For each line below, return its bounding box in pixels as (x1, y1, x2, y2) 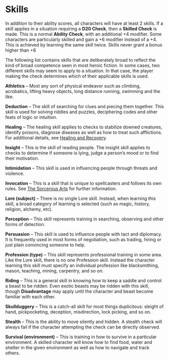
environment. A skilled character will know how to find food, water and (5, 339, 152, 345)
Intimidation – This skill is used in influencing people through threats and (5, 165, 158, 171)
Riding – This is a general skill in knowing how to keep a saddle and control (5, 277, 162, 284)
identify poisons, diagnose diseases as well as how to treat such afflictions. (5, 129, 162, 135)
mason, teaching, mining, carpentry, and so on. (5, 267, 104, 274)
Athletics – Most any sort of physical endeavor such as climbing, (5, 82, 141, 89)
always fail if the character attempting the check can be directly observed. (5, 324, 160, 330)
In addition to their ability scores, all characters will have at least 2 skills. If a (5, 20, 163, 26)
